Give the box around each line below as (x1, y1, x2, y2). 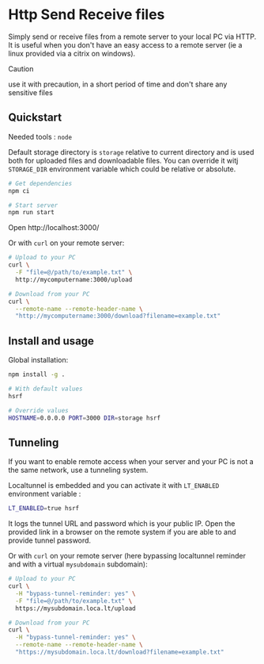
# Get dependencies (8, 179, 73, 187)
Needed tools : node (8, 132, 73, 141)
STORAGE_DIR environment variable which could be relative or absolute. (8, 164, 236, 174)
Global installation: (8, 355, 69, 365)
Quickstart (8, 111, 62, 125)
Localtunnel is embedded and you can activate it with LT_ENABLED (8, 481, 220, 490)
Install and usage (8, 334, 95, 347)
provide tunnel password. (8, 535, 92, 545)
